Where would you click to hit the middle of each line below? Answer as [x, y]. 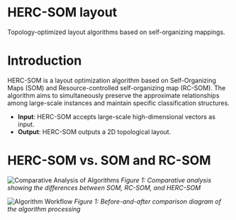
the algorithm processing [44, 209]
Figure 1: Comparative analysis [166, 180]
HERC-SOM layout [62, 12]
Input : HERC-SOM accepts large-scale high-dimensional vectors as [117, 116]
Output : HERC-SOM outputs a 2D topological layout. [94, 131]
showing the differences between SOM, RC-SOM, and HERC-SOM [104, 187]
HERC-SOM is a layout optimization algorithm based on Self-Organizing [112, 80]
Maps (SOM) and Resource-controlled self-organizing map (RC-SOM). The [117, 88]
